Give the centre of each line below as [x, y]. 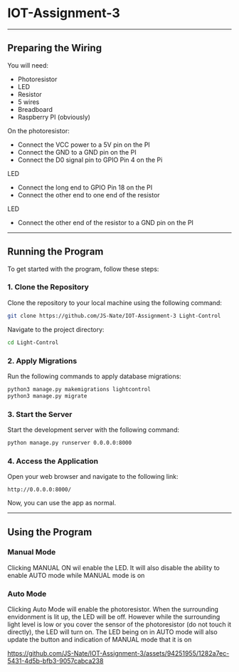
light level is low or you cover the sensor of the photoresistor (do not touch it [119, 624]
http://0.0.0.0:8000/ [39, 490]
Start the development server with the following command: [94, 430]
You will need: [28, 65]
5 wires [28, 102]
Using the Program [50, 532]
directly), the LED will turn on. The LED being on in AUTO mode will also [113, 632]
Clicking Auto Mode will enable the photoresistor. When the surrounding [113, 609]
